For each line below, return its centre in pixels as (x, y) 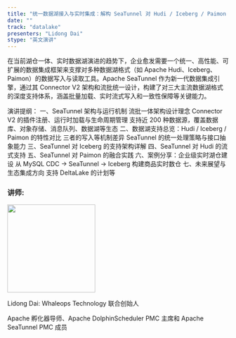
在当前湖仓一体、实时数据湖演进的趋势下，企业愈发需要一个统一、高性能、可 (118, 61)
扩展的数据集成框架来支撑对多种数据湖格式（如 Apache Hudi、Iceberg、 (112, 70)
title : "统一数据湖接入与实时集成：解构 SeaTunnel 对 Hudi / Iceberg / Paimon (117, 14)
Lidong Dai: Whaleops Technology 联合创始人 (73, 303)
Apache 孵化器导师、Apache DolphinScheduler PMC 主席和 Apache (106, 318)
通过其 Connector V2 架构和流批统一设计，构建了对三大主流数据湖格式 (121, 87)
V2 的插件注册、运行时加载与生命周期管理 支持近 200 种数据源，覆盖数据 (113, 120)
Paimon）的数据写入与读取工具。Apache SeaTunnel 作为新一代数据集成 (111, 79)
